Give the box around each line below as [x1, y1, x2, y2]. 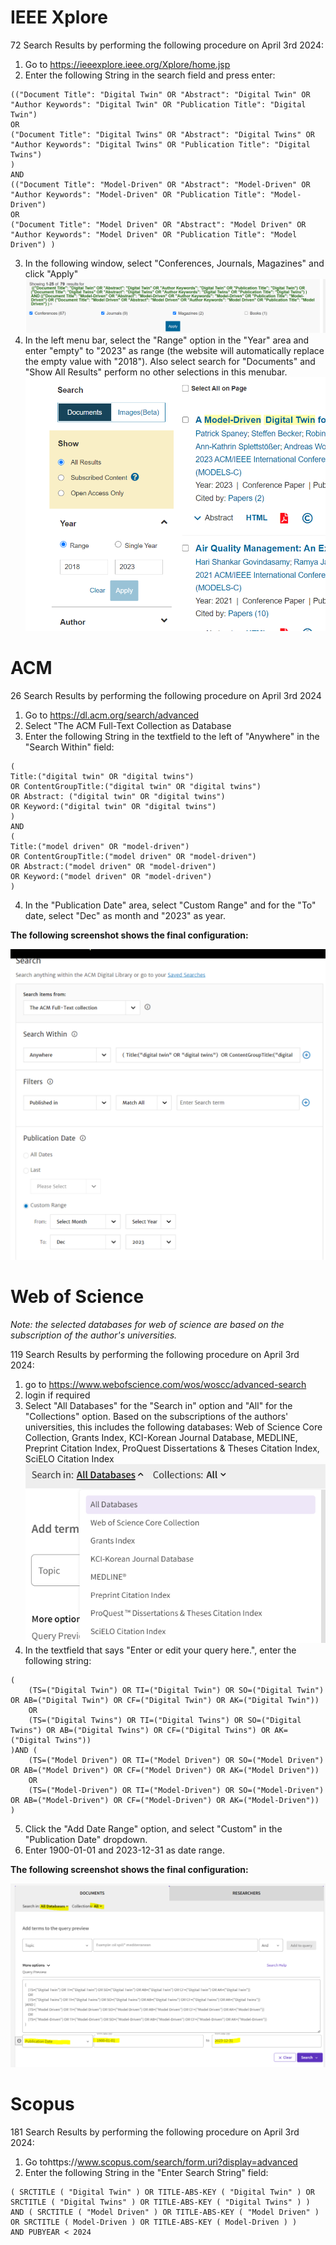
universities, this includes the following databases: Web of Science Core [24, 1421, 323, 1433]
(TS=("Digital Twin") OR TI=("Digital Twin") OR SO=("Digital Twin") [28, 1685, 325, 1695]
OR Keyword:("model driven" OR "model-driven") [10, 871, 213, 881]
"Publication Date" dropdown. [24, 1833, 148, 1845]
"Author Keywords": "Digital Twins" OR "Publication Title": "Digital [10, 139, 311, 150]
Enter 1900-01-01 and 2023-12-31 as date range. [24, 1844, 225, 1856]
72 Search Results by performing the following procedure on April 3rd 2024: [10, 39, 324, 51]
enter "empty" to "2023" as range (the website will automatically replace [24, 345, 325, 357]
